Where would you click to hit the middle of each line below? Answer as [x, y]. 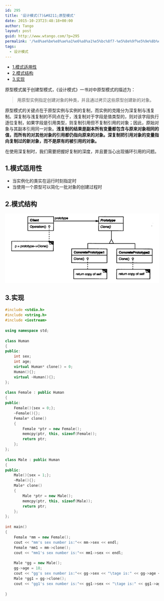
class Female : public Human [35, 393]
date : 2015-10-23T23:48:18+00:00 [39, 21]
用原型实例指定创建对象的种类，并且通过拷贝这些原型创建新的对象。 [85, 100]
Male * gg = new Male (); [38, 563]
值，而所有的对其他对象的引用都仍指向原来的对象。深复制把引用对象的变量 [80, 135]
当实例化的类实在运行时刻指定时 [44, 181]
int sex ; [23, 357]
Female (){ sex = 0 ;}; [35, 408]
